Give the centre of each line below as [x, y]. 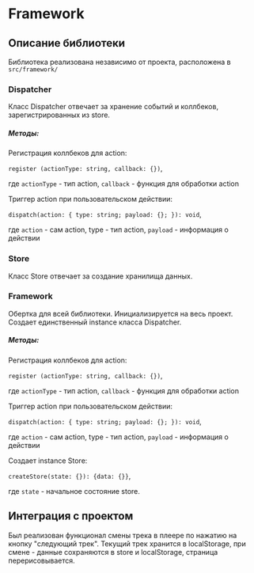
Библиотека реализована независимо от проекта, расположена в [119, 62]
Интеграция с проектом [71, 516]
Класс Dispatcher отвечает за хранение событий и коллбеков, [114, 107]
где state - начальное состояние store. [74, 491]
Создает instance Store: [48, 461]
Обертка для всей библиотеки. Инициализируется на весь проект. [121, 313]
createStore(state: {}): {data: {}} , [70, 476]
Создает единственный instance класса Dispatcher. [95, 322]
